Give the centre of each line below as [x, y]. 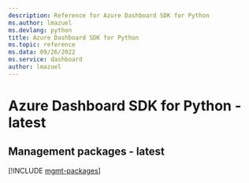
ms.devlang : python [40, 30]
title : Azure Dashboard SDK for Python [74, 37]
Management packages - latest [87, 152]
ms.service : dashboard [45, 60]
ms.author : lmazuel [40, 23]
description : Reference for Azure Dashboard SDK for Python [109, 15]
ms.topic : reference [42, 45]
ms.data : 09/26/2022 [42, 52]
